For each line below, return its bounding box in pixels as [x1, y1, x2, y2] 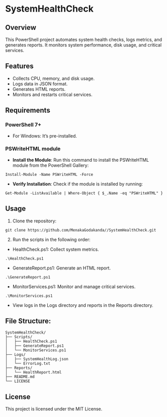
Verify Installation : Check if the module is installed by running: [12, 180, 143, 187]
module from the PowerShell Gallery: [12, 162, 89, 168]
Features [5, 62, 34, 71]
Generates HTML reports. [12, 86, 66, 92]
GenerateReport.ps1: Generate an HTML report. [12, 265, 111, 271]
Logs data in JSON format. [12, 80, 68, 86]
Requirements [5, 106, 50, 115]
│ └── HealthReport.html [5, 370, 62, 375]
